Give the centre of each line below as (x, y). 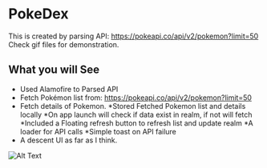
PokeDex (38, 14)
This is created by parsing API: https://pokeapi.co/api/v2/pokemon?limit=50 (133, 36)
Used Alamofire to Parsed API (69, 89)
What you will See (54, 70)
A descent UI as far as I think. (69, 140)
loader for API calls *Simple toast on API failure (98, 131)
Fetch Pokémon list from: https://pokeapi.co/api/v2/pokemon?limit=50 (136, 98)
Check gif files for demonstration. (64, 44)
